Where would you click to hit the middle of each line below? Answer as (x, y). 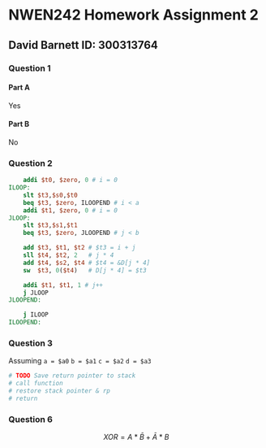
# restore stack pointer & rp (60, 391)
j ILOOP (36, 315)
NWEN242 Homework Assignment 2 (134, 15)
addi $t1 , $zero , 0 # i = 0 (70, 210)
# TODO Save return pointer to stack (72, 376)
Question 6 (30, 419)
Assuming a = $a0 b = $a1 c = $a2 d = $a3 (80, 361)
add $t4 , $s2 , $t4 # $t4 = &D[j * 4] (87, 263)
